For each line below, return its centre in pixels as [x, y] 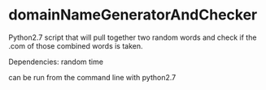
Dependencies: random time [56, 62]
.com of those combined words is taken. [76, 45]
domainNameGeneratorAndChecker [133, 15]
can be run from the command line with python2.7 [92, 77]
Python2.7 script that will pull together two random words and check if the [133, 37]
